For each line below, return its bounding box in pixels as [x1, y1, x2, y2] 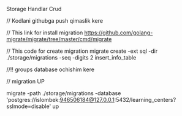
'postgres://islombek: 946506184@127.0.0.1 [6, 96, 115, 103]
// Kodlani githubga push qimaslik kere [6, 17, 103, 24]
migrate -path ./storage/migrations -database [6, 90, 121, 97]
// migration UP [6, 78, 45, 85]
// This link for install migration [6, 29, 83, 36]
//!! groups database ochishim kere [6, 66, 95, 73]
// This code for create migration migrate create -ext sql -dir [6, 47, 158, 55]
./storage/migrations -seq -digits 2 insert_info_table [6, 54, 137, 61]
